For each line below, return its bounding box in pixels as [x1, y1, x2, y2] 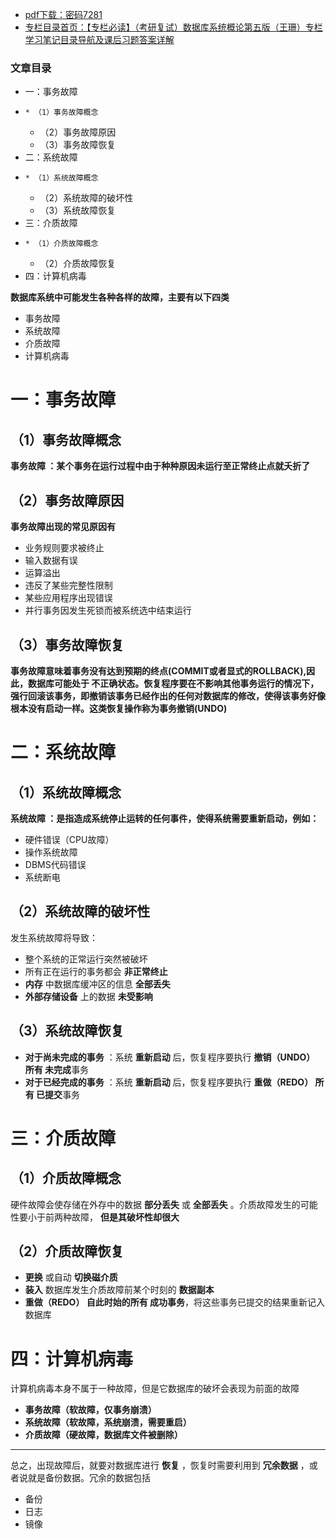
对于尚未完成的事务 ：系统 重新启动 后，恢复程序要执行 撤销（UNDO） [24, 1051, 316, 1063]
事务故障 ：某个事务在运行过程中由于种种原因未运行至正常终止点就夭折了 [10, 460, 311, 472]
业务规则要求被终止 [24, 542, 105, 554]
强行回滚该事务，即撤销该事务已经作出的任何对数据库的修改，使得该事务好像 [10, 689, 326, 702]
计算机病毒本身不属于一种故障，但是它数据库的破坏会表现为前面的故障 [10, 1383, 300, 1395]
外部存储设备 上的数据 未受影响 [24, 990, 153, 1002]
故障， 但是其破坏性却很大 [71, 1211, 180, 1223]
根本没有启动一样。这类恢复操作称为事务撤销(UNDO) [10, 702, 228, 714]
